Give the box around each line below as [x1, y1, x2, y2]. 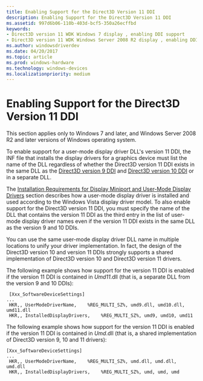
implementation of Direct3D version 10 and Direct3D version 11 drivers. [6, 255, 182, 262]
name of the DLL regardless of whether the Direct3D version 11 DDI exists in [6, 161, 195, 168]
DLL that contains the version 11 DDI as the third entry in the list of [6, 211, 170, 219]
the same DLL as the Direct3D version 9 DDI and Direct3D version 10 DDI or [6, 167, 195, 174]
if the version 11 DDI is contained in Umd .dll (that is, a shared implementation [6, 330, 197, 337]
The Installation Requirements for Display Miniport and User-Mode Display [6, 185, 192, 193]
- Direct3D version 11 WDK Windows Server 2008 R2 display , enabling [6, 37, 188, 43]
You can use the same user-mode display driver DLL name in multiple [6, 236, 179, 243]
